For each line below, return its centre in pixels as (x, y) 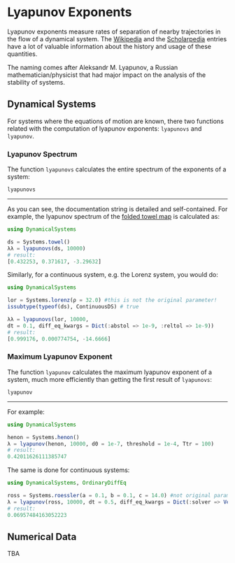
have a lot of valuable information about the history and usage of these (109, 46)
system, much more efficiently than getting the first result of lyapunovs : (109, 379)
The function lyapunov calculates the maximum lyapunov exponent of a (109, 372)
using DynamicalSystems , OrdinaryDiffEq (67, 483)
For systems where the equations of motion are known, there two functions (115, 121)
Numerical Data (42, 537)
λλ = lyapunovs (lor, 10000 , (48, 320)
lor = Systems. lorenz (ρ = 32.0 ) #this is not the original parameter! (112, 300)
